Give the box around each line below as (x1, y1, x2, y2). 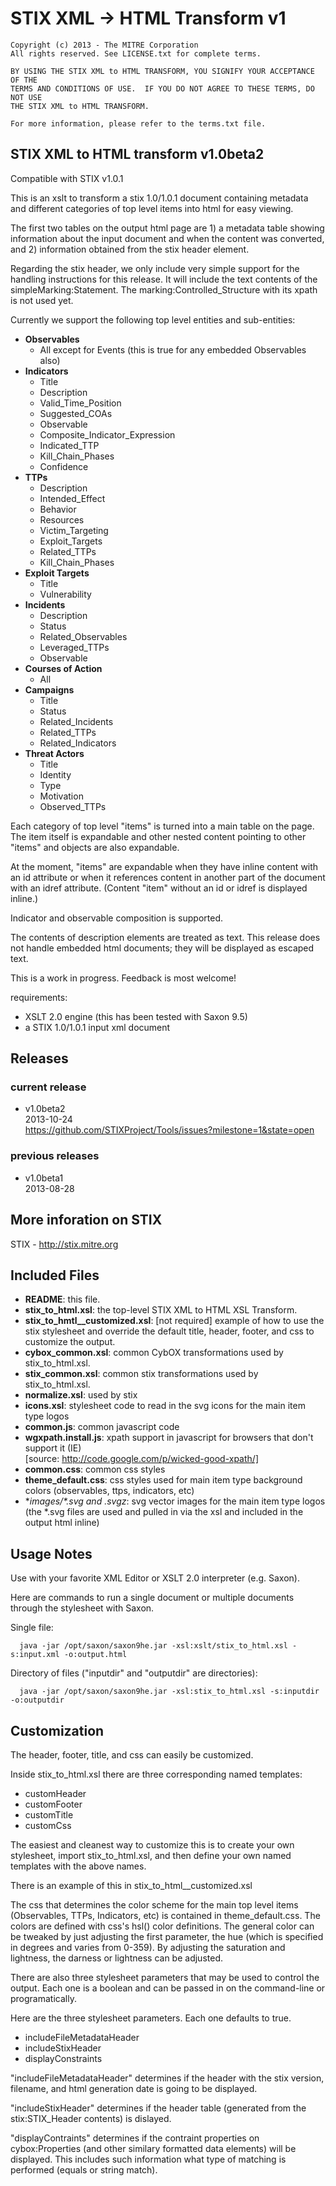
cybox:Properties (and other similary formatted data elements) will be (10, 2142, 297, 2154)
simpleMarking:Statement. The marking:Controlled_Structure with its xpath (10, 283, 318, 296)
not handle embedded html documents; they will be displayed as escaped (10, 942, 315, 954)
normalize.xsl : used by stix (24, 1389, 138, 1401)
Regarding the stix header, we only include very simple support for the (10, 262, 300, 274)
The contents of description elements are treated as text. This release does (10, 931, 321, 943)
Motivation (39, 790, 84, 802)
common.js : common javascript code (24, 1421, 180, 1433)
